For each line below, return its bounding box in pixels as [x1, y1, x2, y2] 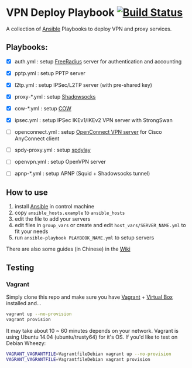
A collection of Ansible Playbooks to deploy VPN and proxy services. [6, 25, 172, 32]
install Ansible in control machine [14, 203, 95, 210]
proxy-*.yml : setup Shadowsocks [14, 93, 96, 100]
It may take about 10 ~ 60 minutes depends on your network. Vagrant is [6, 327, 179, 334]
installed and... [6, 299, 42, 306]
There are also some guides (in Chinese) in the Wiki [6, 245, 131, 252]
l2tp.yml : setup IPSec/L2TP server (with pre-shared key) [14, 81, 152, 88]
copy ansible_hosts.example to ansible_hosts [14, 209, 125, 217]
